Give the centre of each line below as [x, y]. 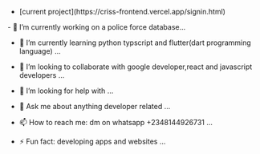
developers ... [42, 75]
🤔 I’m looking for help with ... [66, 91]
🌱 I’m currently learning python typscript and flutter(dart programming [135, 43]
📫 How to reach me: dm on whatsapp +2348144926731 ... [116, 122]
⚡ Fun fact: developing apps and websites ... [92, 141]
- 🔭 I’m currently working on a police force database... [97, 27]
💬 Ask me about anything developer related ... [95, 106]
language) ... [40, 51]
